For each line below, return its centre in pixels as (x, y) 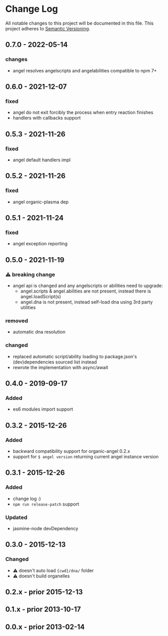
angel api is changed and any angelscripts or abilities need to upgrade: (88, 286)
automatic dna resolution (39, 332)
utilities (28, 307)
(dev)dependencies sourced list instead (55, 362)
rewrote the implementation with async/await (60, 367)
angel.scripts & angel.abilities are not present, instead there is (86, 291)
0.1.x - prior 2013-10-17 (43, 610)
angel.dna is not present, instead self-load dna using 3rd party (87, 302)
